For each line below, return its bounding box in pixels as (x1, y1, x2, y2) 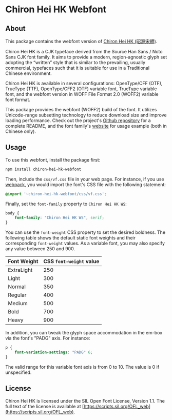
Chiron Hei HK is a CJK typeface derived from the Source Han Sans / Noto (5, 49, 163, 54)
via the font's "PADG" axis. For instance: (5, 335, 91, 342)
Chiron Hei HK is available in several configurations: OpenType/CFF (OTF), (5, 81, 163, 86)
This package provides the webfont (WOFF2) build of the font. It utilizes (5, 107, 157, 112)
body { (5, 210, 20, 216)
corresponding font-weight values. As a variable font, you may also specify (5, 240, 165, 247)
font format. (5, 96, 31, 103)
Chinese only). (5, 128, 36, 134)
